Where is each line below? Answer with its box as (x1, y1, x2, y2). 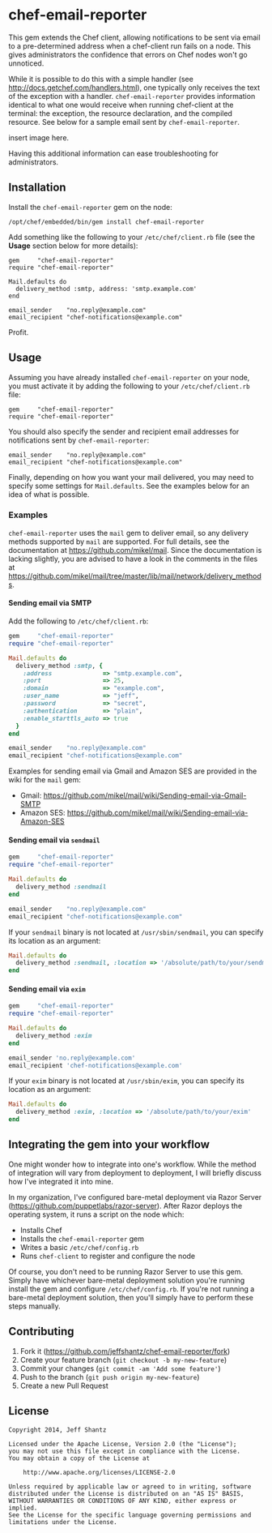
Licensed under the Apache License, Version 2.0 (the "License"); (8, 1440, 237, 1448)
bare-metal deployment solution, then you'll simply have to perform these (8, 1292, 253, 1302)
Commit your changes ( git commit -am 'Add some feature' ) (19, 1364, 221, 1373)
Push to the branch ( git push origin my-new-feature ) (19, 1372, 200, 1381)
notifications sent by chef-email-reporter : (8, 435, 150, 445)
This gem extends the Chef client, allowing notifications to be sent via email (8, 32, 261, 42)
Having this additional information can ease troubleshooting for (8, 148, 219, 158)
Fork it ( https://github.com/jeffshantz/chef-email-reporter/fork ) (19, 1346, 231, 1355)
